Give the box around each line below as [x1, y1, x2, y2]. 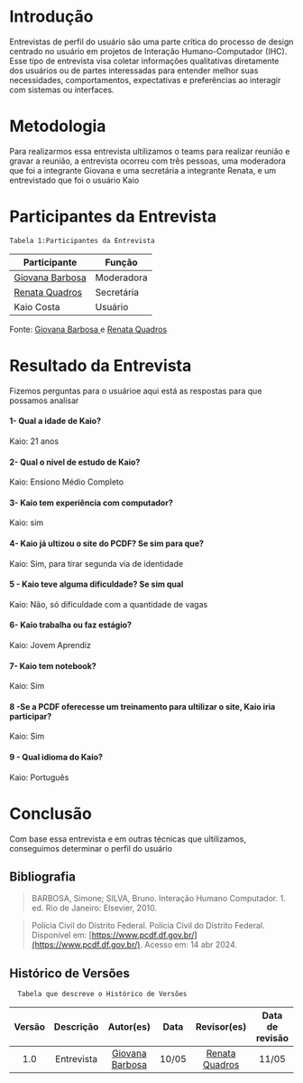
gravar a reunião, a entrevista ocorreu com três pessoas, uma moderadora [9, 155, 287, 166]
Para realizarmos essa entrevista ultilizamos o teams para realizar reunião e [9, 146, 290, 156]
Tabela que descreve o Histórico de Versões [17, 990, 188, 999]
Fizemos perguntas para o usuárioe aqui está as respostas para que [9, 385, 262, 396]
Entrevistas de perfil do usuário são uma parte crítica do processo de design [9, 36, 294, 47]
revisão [255, 1032, 289, 1045]
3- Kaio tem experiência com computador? [9, 497, 173, 508]
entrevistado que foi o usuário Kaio [9, 174, 140, 185]
